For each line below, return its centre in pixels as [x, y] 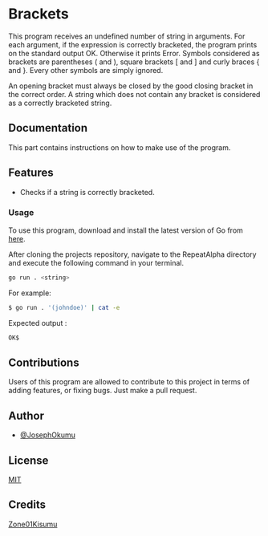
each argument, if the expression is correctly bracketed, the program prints [133, 44]
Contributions [44, 362]
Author [26, 415]
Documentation [48, 128]
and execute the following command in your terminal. [96, 262]
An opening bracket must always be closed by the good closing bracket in [131, 86]
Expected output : [38, 323]
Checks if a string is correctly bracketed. [87, 192]
